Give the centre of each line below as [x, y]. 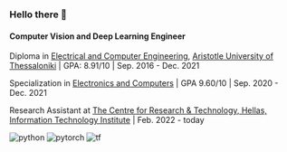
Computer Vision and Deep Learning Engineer [97, 36]
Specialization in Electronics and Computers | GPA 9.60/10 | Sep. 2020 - [144, 83]
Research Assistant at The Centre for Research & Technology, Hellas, [138, 110]
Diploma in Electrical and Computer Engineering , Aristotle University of [142, 56]
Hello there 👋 [38, 14]
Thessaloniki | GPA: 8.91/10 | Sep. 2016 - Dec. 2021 [105, 66]
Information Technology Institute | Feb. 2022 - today [107, 120]
